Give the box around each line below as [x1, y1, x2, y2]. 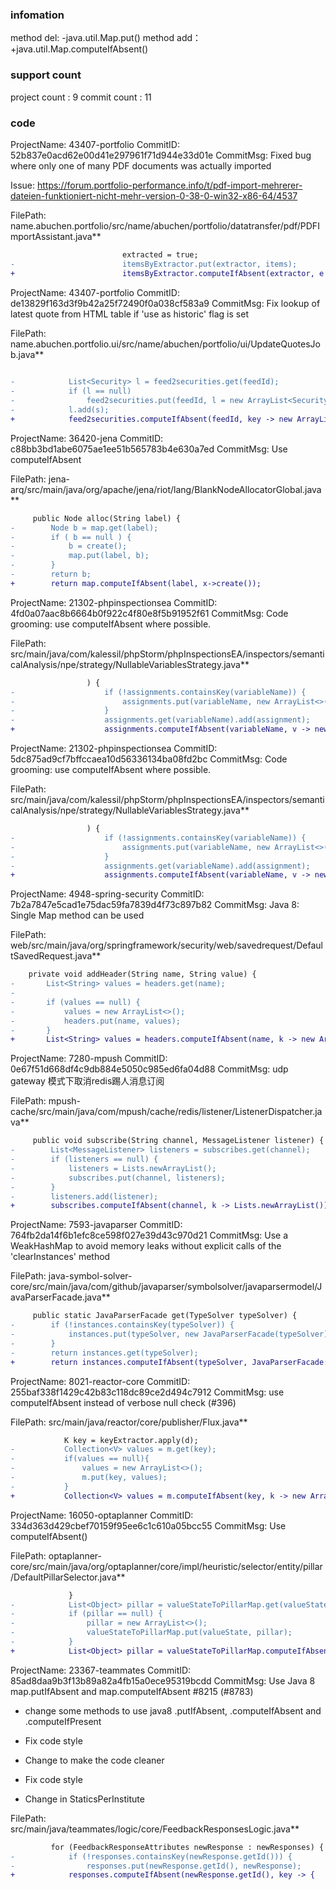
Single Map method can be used [10, 909, 145, 922]
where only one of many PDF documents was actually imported [10, 159, 272, 172]
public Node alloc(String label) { [32, 513, 182, 523]
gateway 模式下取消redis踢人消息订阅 [10, 1075, 165, 1087]
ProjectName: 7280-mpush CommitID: [10, 1053, 168, 1065]
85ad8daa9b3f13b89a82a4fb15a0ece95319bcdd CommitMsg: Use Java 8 [10, 1674, 316, 1687]
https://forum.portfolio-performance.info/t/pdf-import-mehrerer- [36, 179, 303, 191]
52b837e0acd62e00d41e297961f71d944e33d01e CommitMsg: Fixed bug [10, 149, 312, 161]
